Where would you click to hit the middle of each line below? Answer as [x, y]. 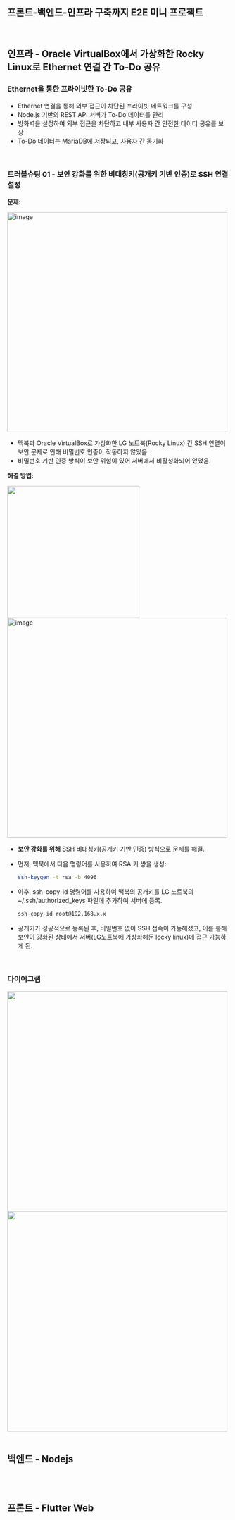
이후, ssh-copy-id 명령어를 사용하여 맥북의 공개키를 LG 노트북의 [106, 891]
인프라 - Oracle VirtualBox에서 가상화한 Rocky [106, 54]
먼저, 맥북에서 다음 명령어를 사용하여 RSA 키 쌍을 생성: [92, 864]
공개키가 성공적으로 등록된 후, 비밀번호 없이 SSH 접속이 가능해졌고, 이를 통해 [122, 928]
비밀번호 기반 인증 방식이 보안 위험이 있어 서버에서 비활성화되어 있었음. [114, 461]
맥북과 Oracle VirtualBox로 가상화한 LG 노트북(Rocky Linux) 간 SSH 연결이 [122, 443]
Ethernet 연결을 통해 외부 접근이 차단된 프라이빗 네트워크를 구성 [105, 106]
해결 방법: [20, 475]
